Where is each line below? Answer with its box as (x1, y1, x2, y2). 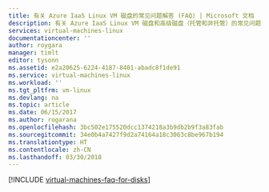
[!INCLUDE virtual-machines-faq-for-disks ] (8, 175, 151, 185)
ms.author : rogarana (8, 116, 78, 124)
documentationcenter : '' (8, 34, 91, 42)
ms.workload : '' (8, 78, 62, 86)
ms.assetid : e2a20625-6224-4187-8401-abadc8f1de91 (8, 64, 181, 72)
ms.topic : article (8, 101, 70, 109)
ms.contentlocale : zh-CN (8, 146, 91, 154)
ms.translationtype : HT (8, 138, 88, 146)
